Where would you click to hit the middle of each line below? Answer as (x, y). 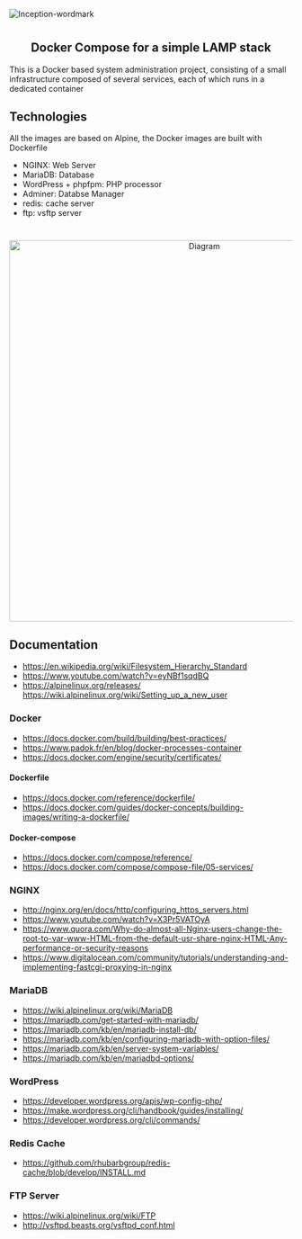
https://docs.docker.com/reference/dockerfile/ (109, 797)
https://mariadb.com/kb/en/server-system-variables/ (120, 1048)
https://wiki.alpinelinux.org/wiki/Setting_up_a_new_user (124, 695)
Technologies (49, 117)
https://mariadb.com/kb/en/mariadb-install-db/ (110, 1029)
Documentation (54, 645)
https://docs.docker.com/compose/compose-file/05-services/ (138, 867)
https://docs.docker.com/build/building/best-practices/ (124, 738)
